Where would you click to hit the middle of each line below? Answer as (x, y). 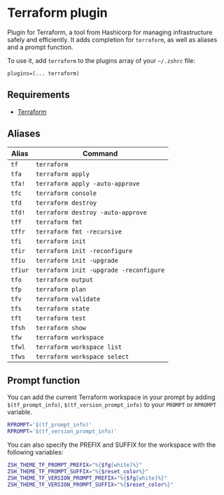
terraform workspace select (82, 357)
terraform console (66, 193)
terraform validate (68, 299)
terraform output (64, 280)
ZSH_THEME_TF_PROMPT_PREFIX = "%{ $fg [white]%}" (75, 465)
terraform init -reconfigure (84, 251)
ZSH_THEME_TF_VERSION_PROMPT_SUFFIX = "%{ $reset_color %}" (90, 485)
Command (100, 153)
